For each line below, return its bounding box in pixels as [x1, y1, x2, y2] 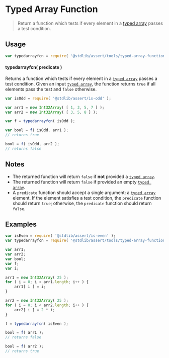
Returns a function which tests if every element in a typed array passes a [5, 75, 157, 81]
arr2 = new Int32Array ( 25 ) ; [5, 298, 69, 303]
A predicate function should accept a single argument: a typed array [12, 190, 156, 196]
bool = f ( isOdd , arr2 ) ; [5, 142, 59, 147]
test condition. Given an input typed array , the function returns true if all [5, 80, 156, 86]
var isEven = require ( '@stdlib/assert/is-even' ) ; [5, 233, 116, 238]
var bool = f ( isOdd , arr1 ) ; [5, 128, 69, 133]
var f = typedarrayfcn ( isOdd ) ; [5, 119, 75, 124]
